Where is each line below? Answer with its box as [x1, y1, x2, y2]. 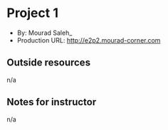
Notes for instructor [6, 96, 97, 108]
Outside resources [6, 57, 90, 69]
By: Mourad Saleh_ [16, 28, 73, 37]
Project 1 [6, 5, 58, 21]
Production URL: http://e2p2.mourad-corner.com [16, 36, 161, 44]
